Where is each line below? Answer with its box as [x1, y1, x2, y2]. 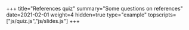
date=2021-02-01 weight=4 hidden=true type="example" [6, 11, 147, 18]
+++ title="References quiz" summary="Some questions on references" [6, 5, 183, 12]
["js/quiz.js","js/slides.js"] [6, 18, 69, 24]
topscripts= [148, 11, 177, 18]
